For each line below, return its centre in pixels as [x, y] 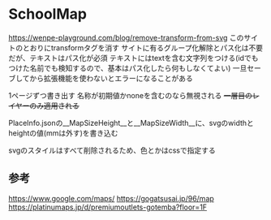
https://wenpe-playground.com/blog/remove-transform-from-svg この [126, 37]
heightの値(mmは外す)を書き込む [64, 133]
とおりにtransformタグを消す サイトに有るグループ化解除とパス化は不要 [143, 47]
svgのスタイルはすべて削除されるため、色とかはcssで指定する [112, 150]
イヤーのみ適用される [44, 106]
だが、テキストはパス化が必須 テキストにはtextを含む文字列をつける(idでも [133, 58]
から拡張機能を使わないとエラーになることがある [111, 78]
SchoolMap [48, 14]
